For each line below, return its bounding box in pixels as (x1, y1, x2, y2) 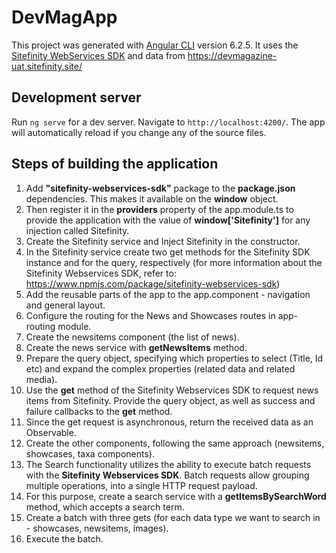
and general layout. (25, 299, 106, 311)
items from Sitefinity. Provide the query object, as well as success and (25, 394, 316, 406)
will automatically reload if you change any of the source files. (11, 126, 267, 138)
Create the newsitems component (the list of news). (25, 331, 240, 343)
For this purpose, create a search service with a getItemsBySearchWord (25, 490, 327, 502)
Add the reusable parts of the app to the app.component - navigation (25, 288, 311, 300)
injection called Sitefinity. (25, 224, 130, 236)
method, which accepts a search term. (25, 501, 185, 513)
